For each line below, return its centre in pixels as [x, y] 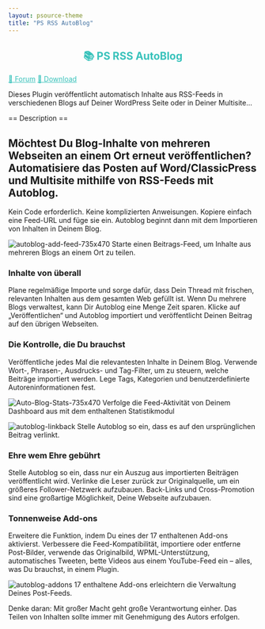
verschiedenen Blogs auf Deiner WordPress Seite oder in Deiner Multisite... [131, 103]
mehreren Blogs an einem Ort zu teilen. [72, 253]
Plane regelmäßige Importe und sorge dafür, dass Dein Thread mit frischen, [131, 290]
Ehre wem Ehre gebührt [54, 455]
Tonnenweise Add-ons [53, 518]
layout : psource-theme [45, 15]
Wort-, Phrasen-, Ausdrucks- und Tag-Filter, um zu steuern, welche [119, 370]
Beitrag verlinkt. [34, 435]
